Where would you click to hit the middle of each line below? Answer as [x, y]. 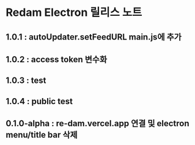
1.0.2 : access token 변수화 [57, 59]
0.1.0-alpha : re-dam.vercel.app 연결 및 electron [98, 123]
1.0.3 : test [26, 81]
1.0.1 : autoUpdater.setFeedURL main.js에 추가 [94, 37]
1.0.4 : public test [39, 101]
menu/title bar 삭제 [42, 135]
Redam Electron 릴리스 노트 [74, 12]
